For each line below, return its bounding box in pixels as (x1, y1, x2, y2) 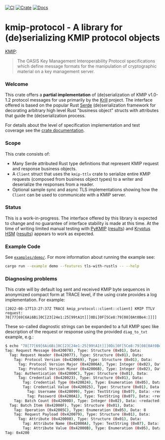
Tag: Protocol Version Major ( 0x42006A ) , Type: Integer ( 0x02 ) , (18, 361, 153, 367)
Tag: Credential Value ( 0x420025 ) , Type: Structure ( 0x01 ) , (23, 385, 148, 390)
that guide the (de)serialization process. (5, 113, 86, 119)
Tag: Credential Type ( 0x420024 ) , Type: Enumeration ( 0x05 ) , (23, 380, 151, 385)
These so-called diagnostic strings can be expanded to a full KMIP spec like (5, 324, 159, 330)
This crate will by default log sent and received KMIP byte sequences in (5, 286, 150, 292)
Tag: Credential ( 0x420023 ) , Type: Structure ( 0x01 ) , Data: (18, 376, 144, 381)
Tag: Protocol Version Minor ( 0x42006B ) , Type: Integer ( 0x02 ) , (18, 366, 153, 371)
